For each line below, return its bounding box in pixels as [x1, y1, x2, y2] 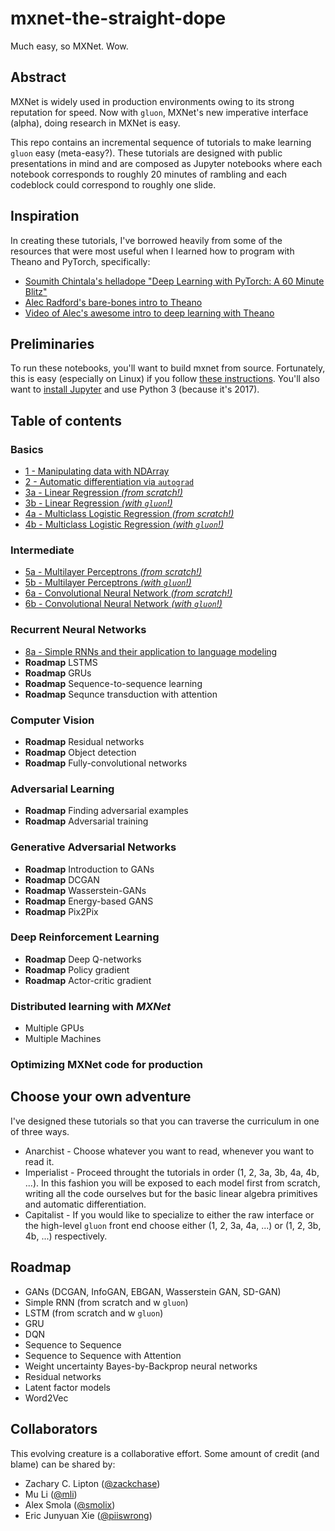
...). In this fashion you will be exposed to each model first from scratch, [24, 1177, 321, 1189]
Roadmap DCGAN [24, 873, 100, 886]
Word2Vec [24, 1392, 69, 1404]
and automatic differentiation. [24, 1198, 147, 1210]
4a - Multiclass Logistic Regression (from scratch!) [24, 508, 235, 520]
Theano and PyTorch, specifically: [10, 255, 151, 267]
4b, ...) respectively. [24, 1230, 108, 1242]
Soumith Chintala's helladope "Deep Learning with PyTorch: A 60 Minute [24, 275, 325, 287]
